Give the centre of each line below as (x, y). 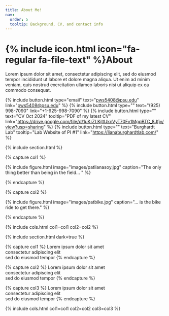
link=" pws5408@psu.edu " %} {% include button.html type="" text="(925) (83, 106)
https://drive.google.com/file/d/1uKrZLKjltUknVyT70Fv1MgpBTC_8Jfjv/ (91, 122)
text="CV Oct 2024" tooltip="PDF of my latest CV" (58, 116)
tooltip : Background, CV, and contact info (56, 24)
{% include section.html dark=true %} (45, 237)
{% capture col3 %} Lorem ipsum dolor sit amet (55, 288)
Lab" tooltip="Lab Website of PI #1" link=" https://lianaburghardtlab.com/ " (82, 132)
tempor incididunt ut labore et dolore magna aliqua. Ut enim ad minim (78, 80)
